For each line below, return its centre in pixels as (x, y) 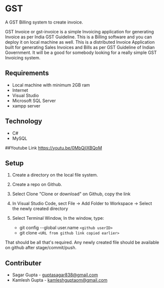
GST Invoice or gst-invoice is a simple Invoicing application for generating (80, 31)
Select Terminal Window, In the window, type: (58, 218)
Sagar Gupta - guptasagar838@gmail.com (55, 275)
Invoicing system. (23, 57)
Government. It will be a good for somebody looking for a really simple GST (81, 52)
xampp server (26, 105)
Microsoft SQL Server (34, 101)
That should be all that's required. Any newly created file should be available (82, 242)
